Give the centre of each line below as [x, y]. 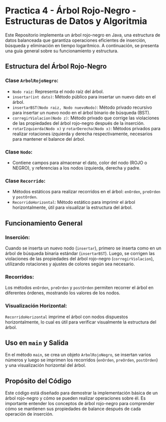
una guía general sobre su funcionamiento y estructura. [62, 51]
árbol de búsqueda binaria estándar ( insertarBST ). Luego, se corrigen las [80, 253]
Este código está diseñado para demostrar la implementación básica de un [82, 393]
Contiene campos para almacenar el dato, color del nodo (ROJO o [80, 163]
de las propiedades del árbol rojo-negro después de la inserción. [79, 123]
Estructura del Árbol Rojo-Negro [56, 66]
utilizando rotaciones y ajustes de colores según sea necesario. [70, 264]
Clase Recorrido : [25, 180]
